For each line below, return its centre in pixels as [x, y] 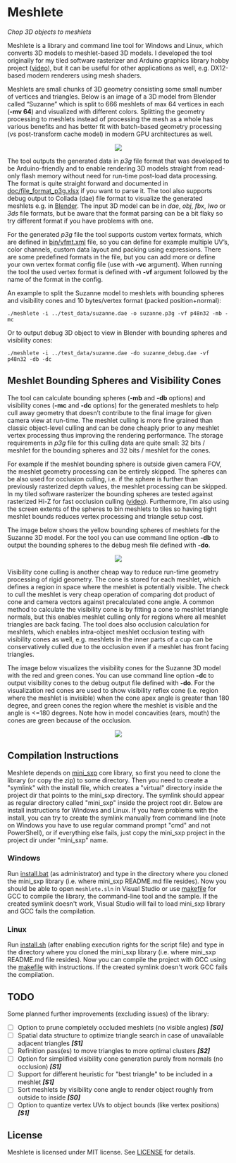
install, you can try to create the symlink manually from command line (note [117, 818]
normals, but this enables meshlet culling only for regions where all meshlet [117, 617]
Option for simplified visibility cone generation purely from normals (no [120, 1059]
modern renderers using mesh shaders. [85, 75]
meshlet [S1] [36, 1082]
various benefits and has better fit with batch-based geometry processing [114, 126]
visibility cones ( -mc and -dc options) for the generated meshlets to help [113, 405]
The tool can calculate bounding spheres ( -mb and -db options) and [106, 398]
